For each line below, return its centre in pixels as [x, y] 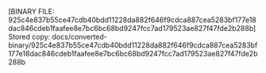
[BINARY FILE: [31, 12]
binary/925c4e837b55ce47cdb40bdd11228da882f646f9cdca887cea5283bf [133, 45]
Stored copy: [29, 36]
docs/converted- [79, 36]
